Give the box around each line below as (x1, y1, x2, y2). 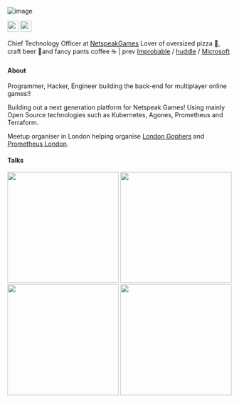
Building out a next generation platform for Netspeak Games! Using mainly (7, 103, 225, 112)
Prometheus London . (7, 139, 69, 149)
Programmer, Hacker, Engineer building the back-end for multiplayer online (7, 82, 228, 90)
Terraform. (7, 118, 39, 127)
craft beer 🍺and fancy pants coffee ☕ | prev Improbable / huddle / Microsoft (7, 47, 230, 55)
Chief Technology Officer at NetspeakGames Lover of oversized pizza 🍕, (7, 39, 221, 48)
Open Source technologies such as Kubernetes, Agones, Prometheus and (7, 111, 223, 119)
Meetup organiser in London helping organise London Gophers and (7, 132, 205, 141)
